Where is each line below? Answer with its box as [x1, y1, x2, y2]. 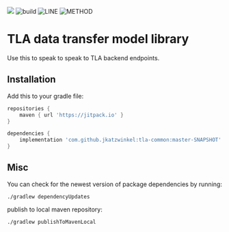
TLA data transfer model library [7, 31, 189, 47]
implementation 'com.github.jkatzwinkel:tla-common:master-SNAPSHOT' [19, 137, 222, 144]
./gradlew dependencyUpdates [7, 193, 90, 200]
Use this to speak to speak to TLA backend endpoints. [7, 53, 160, 62]
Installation [7, 74, 56, 86]
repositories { [7, 105, 51, 112]
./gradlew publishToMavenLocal [7, 218, 96, 225]
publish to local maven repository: [7, 205, 103, 214]
